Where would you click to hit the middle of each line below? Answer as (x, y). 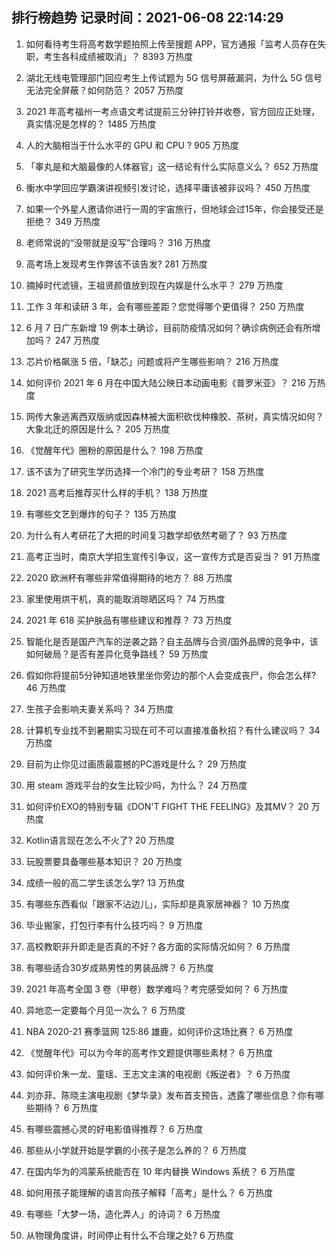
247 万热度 (77, 340)
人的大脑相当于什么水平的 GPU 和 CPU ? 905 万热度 (132, 145)
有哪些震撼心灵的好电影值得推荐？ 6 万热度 (114, 1129)
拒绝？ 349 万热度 (63, 221)
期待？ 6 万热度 (66, 1107)
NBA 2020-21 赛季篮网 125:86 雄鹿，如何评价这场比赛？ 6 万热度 (159, 1031)
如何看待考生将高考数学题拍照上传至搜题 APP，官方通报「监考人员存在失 (176, 44)
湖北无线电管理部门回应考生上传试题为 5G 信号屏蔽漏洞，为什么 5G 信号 (174, 77)
